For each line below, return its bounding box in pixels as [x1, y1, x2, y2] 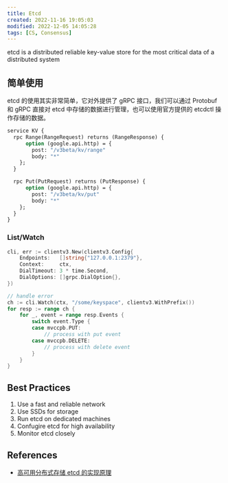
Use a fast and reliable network [16, 400, 106, 409]
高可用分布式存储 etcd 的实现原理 [16, 468, 112, 476]
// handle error [7, 293, 54, 300]
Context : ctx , [19, 261, 72, 268]
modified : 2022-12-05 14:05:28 [7, 23, 97, 30]
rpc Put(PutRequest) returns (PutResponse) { [13, 178, 146, 186]
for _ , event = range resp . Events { [19, 312, 125, 319]
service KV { [7, 128, 45, 135]
